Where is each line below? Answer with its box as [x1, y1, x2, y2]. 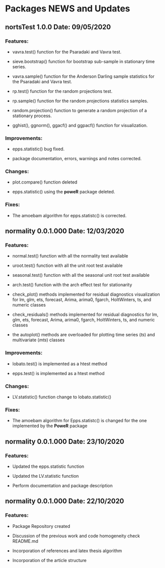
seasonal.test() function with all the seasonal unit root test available [12, 272, 150, 278]
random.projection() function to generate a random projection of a [12, 107, 147, 113]
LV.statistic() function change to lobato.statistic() [12, 394, 112, 400]
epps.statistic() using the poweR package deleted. [12, 189, 115, 195]
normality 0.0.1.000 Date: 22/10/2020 [5, 497, 124, 505]
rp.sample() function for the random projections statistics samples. [12, 98, 149, 104]
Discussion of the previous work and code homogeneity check [12, 533, 140, 539]
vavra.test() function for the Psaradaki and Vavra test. [12, 49, 122, 55]
